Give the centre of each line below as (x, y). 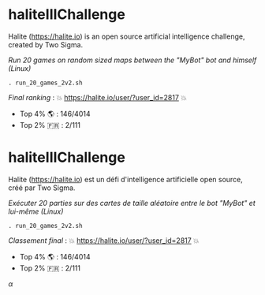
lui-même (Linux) (36, 211)
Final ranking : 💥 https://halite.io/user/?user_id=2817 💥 (97, 97)
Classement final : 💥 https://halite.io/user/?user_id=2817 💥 (104, 240)
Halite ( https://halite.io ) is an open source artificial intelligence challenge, (127, 36)
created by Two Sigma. (46, 44)
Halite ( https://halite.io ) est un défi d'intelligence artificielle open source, (125, 179)
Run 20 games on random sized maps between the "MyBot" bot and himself (132, 60)
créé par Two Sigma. (42, 188)
